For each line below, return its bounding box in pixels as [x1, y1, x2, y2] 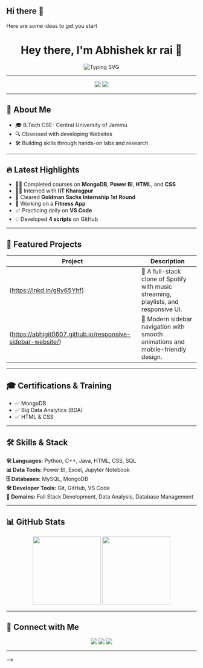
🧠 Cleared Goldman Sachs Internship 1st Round [14, 194, 136, 201]
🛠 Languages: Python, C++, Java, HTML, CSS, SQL [6, 457, 137, 464]
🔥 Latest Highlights [6, 165, 80, 175]
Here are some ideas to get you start [6, 22, 98, 29]
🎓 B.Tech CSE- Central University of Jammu [14, 121, 128, 128]
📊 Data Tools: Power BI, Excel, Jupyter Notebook [6, 466, 130, 473]
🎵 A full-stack [141, 267, 181, 276]
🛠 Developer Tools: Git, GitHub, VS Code [6, 484, 110, 491]
